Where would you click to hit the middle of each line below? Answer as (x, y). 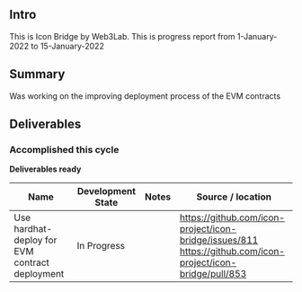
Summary (37, 74)
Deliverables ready (45, 169)
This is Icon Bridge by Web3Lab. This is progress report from (122, 36)
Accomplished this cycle (64, 149)
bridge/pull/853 (213, 274)
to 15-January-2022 (68, 46)
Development (107, 191)
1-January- (257, 36)
